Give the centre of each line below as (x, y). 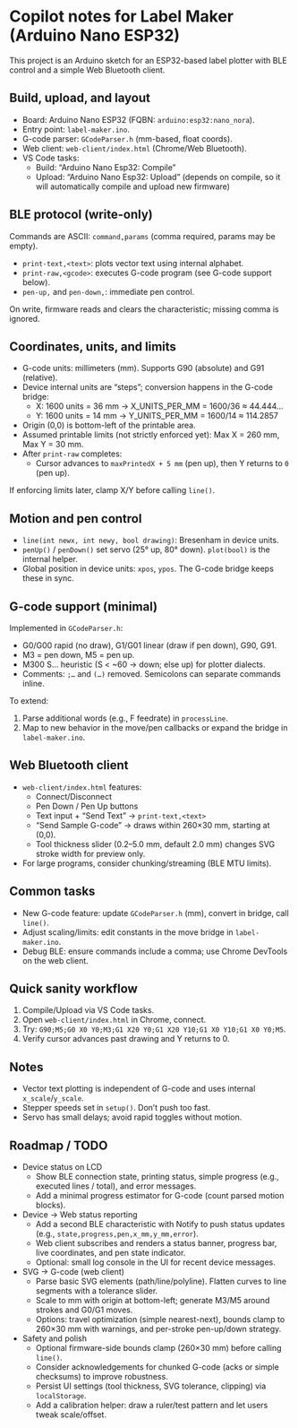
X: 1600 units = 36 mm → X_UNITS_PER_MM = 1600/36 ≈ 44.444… (159, 406)
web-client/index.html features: (82, 787)
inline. (33, 684)
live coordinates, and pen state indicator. (111, 1253)
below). (36, 282)
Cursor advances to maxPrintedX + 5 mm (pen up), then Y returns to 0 (162, 463)
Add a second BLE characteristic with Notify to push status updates (160, 1225)
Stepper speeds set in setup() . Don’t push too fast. (116, 1108)
